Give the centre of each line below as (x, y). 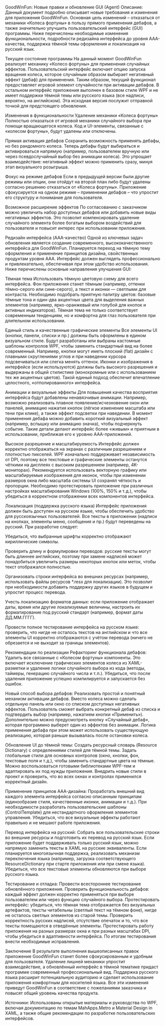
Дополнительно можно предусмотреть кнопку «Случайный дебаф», (77, 720)
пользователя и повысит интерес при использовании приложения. (76, 228)
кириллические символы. (32, 542)
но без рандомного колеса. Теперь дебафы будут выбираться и (72, 146)
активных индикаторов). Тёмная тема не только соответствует (71, 310)
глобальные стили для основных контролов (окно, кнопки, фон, (72, 755)
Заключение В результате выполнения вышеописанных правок (72, 951)
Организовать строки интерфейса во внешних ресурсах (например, (77, 576)
